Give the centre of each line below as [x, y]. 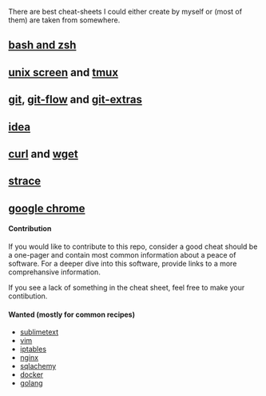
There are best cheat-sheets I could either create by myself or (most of [125, 12]
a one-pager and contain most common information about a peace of [122, 254]
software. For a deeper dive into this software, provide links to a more [123, 263]
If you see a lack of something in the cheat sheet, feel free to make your [127, 287]
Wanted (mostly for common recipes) [72, 314]
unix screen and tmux [63, 72]
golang [31, 383]
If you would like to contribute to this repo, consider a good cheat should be [133, 246]
